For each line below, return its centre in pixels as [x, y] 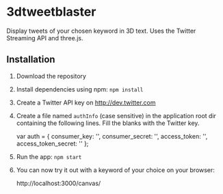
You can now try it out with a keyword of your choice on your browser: [115, 170]
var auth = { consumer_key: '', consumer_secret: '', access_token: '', [112, 136]
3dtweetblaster [51, 12]
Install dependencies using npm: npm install [80, 89]
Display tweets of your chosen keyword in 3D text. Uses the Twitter [101, 31]
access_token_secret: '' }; [52, 143]
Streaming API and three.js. [45, 38]
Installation [31, 60]
